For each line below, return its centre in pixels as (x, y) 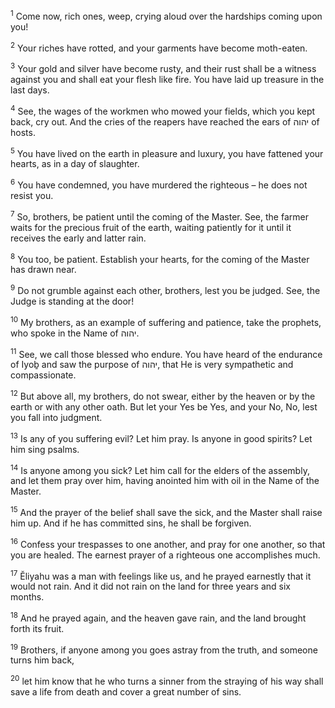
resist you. (32, 195)
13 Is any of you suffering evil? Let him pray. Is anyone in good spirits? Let (161, 437)
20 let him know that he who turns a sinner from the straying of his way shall (167, 681)
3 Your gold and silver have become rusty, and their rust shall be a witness (163, 67)
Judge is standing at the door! (72, 301)
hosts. (23, 132)
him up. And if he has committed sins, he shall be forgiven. (131, 523)
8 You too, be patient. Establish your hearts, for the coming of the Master (160, 258)
